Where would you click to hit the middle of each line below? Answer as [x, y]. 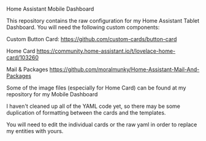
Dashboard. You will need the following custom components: [83, 27]
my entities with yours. [35, 131]
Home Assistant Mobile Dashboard [50, 9]
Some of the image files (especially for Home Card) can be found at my [96, 88]
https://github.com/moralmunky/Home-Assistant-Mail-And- [124, 69]
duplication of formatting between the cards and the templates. [86, 112]
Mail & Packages [27, 69]
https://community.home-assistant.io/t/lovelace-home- [106, 51]
